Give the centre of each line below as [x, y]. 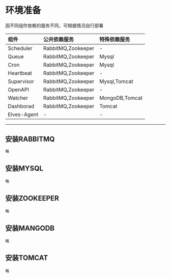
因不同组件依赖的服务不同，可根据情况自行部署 [54, 25]
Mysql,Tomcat [116, 81]
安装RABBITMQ [30, 139]
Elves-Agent [23, 114]
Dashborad [21, 106]
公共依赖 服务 [59, 39]
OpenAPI [19, 90]
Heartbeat [20, 73]
